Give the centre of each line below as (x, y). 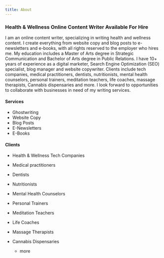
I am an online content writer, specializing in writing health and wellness (78, 37)
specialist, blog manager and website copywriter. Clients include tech (76, 69)
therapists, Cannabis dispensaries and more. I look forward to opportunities (82, 85)
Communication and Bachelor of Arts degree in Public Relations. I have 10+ (81, 58)
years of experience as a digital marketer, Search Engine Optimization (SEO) (82, 64)
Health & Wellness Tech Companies (48, 155)
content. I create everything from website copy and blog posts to (71, 43)
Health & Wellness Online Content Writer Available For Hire (77, 27)
